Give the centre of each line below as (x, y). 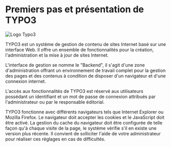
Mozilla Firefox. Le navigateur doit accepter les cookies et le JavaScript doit (85, 117)
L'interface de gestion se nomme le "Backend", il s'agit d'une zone (75, 65)
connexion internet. (26, 81)
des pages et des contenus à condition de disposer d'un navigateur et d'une (86, 76)
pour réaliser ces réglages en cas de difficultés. (55, 139)
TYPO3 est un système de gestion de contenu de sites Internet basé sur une (86, 44)
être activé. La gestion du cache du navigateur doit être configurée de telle (84, 122)
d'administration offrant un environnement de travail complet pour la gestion (86, 70)
